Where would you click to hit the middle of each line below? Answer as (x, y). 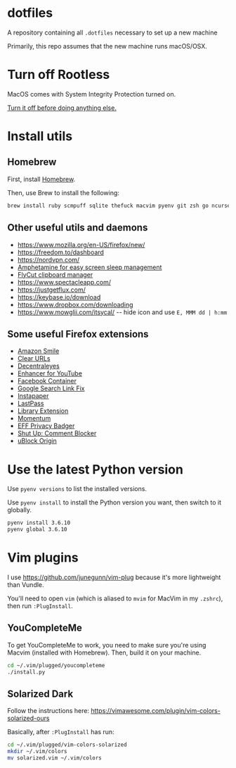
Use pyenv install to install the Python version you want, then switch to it (114, 502)
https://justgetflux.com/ (52, 290)
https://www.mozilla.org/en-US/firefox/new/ (81, 244)
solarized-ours (28, 718)
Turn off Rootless (59, 75)
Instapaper (33, 396)
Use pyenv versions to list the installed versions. (77, 489)
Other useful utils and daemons (78, 228)
